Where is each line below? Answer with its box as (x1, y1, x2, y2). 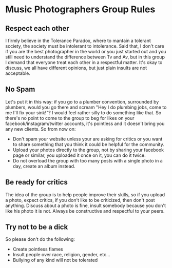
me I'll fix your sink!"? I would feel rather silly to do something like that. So (5, 109, 162, 116)
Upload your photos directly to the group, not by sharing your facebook (12, 147, 164, 153)
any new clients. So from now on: (5, 126, 76, 132)
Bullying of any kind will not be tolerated (12, 257, 98, 263)
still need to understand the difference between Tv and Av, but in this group (5, 54, 165, 60)
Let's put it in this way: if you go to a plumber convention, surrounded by (5, 98, 159, 105)
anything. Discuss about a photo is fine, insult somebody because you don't (5, 202, 166, 209)
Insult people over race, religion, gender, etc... (12, 252, 110, 258)
